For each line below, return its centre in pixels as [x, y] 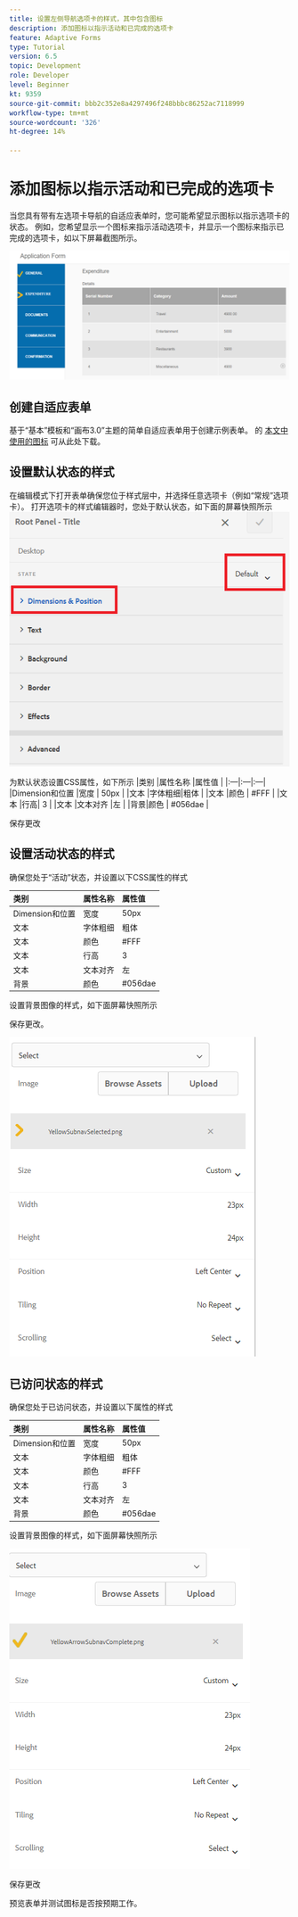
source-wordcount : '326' [55, 122]
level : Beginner [39, 85]
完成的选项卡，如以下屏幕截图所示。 [76, 237]
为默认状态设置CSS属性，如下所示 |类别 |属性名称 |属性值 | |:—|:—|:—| [138, 781]
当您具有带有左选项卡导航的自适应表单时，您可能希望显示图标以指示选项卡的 [149, 215]
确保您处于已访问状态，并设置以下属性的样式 [91, 1407]
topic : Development [45, 66]
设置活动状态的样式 [62, 854]
